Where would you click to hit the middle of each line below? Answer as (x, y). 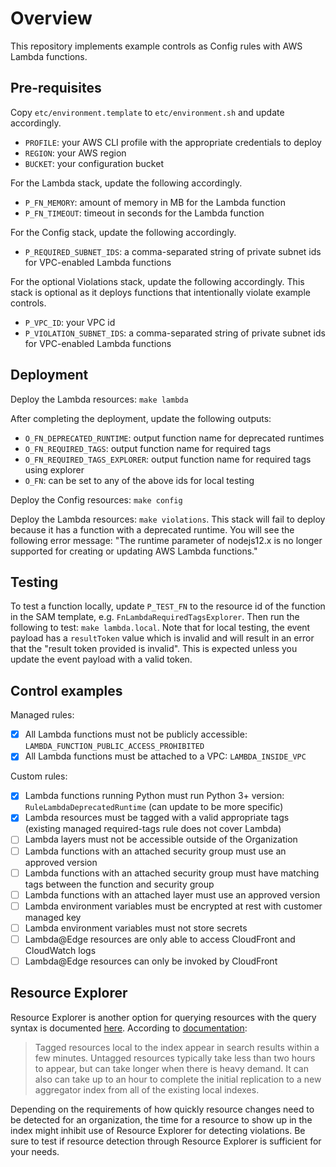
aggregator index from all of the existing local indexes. (147, 1089)
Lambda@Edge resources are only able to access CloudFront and (160, 939)
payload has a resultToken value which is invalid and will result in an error (162, 638)
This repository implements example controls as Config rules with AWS (156, 46)
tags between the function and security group (119, 884)
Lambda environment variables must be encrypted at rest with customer (173, 906)
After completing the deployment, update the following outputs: (141, 418)
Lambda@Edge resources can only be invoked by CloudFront (151, 961)
